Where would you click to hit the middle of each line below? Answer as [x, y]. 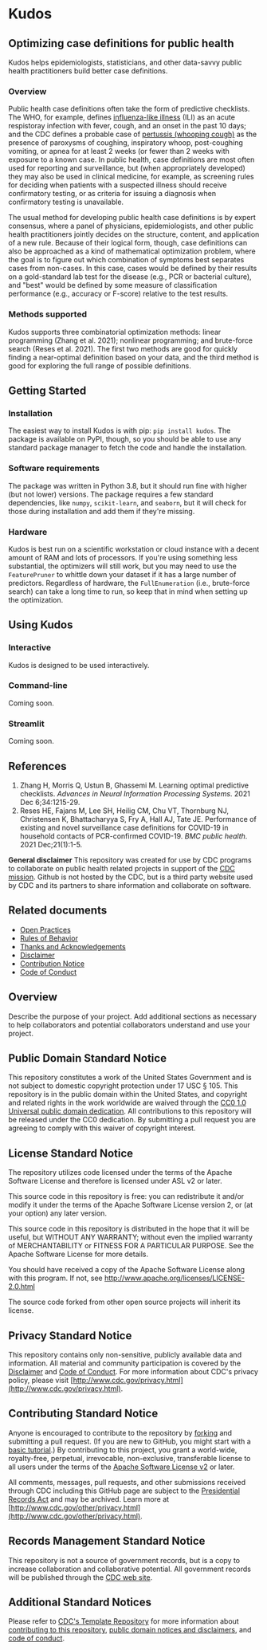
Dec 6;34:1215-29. [50, 802]
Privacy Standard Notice [70, 1336]
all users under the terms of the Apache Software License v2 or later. [122, 1467]
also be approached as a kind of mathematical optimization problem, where [132, 251]
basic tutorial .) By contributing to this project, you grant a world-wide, [123, 1450]
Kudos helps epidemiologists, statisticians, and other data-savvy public [125, 62]
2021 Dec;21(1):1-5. [51, 844]
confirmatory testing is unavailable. [66, 202]
